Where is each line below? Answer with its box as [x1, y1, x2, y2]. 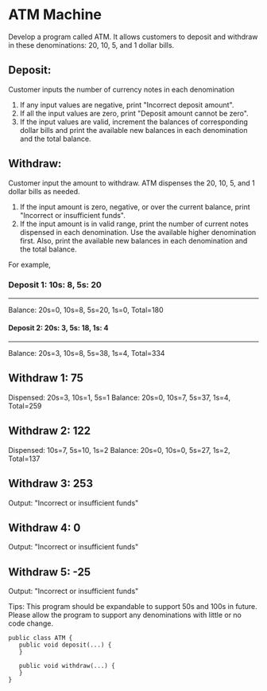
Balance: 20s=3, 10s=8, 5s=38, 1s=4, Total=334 [8, 349, 165, 358]
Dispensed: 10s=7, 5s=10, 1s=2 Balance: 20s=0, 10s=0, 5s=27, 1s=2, [8, 445, 230, 455]
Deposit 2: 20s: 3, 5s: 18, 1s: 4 [8, 323, 109, 333]
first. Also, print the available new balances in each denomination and [19, 236, 248, 245]
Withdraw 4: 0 [8, 521, 81, 534]
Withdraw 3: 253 [8, 477, 94, 490]
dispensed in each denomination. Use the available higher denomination [19, 227, 257, 236]
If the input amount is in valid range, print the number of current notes [19, 219, 249, 228]
